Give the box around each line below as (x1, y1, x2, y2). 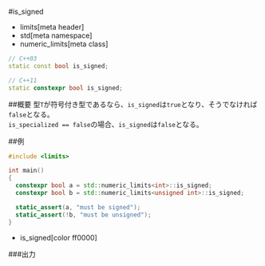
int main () (8, 167, 45, 175)
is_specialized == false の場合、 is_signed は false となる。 (8, 119, 204, 129)
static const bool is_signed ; (8, 62, 109, 70)
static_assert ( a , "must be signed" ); (15, 203, 141, 211)
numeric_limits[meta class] (19, 39, 109, 49)
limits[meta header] (19, 22, 85, 31)
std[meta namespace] (19, 31, 93, 40)
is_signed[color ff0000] (19, 232, 97, 242)
